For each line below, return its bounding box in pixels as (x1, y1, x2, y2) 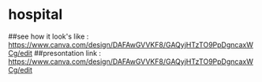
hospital (8, 6, 63, 24)
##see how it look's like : (8, 32, 89, 41)
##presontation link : (34, 48, 101, 58)
